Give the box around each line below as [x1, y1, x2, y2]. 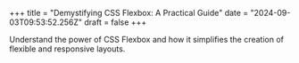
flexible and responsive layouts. [9, 43, 126, 54]
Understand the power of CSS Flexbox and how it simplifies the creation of [9, 35, 284, 44]
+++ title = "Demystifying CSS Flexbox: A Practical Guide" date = [9, 8, 249, 18]
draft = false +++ [84, 17, 147, 28]
